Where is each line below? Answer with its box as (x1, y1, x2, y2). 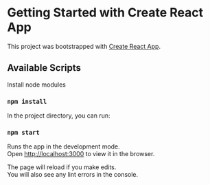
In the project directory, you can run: (7, 111, 110, 120)
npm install (7, 98, 47, 105)
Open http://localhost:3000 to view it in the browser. (7, 150, 155, 158)
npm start (7, 129, 40, 136)
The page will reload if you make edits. (7, 163, 117, 171)
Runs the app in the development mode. (7, 142, 120, 151)
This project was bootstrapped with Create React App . (7, 42, 161, 50)
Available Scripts (7, 62, 81, 74)
